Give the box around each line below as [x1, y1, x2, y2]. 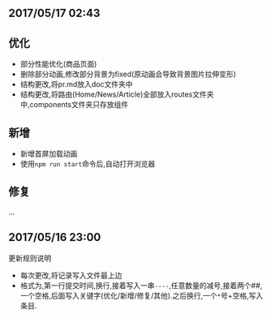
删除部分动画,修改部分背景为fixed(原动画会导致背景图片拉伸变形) [19, 69, 237, 79]
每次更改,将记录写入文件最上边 [19, 270, 123, 280]
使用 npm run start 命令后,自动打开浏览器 [19, 159, 156, 169]
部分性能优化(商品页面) [19, 59, 97, 69]
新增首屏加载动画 [19, 149, 78, 159]
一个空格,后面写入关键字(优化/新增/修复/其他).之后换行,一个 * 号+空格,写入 [19, 290, 264, 300]
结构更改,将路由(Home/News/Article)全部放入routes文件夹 [19, 89, 214, 100]
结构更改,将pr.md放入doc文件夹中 [19, 79, 133, 89]
